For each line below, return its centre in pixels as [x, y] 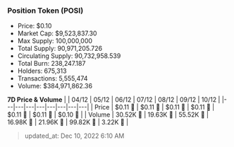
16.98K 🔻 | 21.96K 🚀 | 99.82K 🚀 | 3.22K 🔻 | [68, 122]
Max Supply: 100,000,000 [55, 41]
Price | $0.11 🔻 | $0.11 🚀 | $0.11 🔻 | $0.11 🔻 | [154, 107]
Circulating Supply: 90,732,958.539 [69, 56]
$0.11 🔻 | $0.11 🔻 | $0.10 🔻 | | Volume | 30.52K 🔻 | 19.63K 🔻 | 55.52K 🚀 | [108, 114]
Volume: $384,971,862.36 [55, 86]
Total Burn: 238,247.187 [51, 64]
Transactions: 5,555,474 [53, 78]
